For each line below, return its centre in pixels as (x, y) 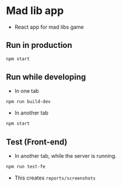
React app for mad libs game (49, 27)
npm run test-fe (26, 167)
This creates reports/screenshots (55, 178)
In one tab (27, 91)
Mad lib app (35, 11)
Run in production (39, 45)
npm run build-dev (28, 102)
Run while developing (46, 77)
